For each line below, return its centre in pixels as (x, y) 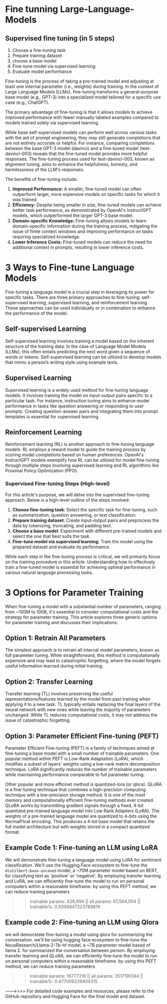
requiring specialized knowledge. (46, 237)
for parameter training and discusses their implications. (62, 622)
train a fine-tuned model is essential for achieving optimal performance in (80, 567)
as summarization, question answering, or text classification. (74, 515)
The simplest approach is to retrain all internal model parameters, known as (83, 650)
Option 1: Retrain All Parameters (55, 638)
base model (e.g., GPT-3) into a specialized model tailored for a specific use (83, 97)
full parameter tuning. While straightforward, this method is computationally (83, 655)
